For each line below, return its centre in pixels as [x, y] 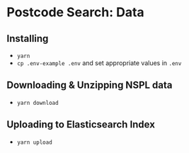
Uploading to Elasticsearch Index [81, 125]
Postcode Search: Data [75, 12]
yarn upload [34, 142]
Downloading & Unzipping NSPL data [90, 85]
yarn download [38, 103]
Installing [28, 39]
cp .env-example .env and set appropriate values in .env [99, 63]
